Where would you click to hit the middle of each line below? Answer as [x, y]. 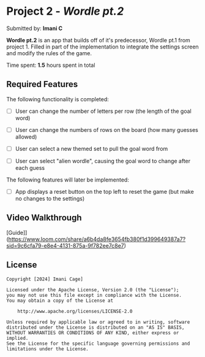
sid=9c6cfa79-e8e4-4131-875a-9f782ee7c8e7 [65, 245]
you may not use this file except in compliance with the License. [94, 295]
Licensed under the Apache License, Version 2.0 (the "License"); [93, 290]
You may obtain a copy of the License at [60, 301]
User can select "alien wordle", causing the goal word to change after [103, 161]
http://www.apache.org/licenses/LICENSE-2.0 [75, 311]
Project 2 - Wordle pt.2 [65, 11]
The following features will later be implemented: [68, 180]
